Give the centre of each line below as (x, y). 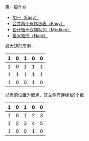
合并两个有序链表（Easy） (38, 24)
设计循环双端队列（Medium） (42, 30)
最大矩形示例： (20, 46)
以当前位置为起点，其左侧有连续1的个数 (44, 95)
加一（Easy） (26, 18)
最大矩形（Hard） (30, 36)
